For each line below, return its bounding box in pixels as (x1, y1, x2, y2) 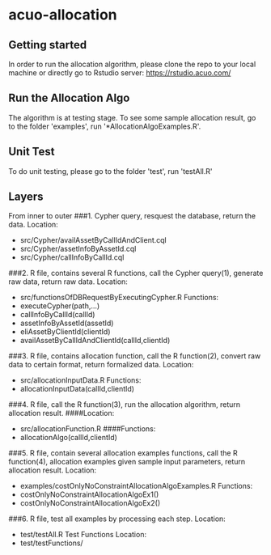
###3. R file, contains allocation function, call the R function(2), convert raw (8, 351, 261, 361)
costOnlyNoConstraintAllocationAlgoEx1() (19, 489, 159, 499)
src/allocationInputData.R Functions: (19, 375, 142, 385)
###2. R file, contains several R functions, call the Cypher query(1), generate (8, 269, 264, 278)
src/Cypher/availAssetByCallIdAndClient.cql (19, 235, 167, 245)
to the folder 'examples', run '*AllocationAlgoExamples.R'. (8, 121, 201, 131)
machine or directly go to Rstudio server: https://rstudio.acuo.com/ (8, 68, 231, 78)
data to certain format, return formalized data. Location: (8, 360, 194, 370)
